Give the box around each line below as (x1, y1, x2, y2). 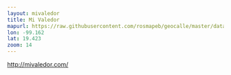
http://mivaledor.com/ (7, 61, 69, 68)
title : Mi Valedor (7, 16, 60, 23)
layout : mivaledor (7, 10, 60, 17)
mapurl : (7, 22, 30, 29)
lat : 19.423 (7, 35, 41, 42)
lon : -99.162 (7, 29, 45, 36)
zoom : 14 (7, 42, 32, 48)
